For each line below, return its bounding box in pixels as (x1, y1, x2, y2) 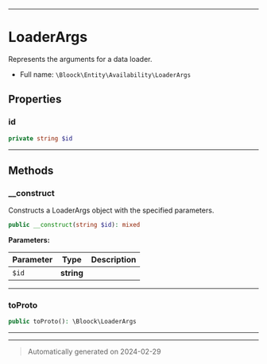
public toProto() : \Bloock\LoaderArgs (8, 318, 137, 326)
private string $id (8, 134, 73, 143)
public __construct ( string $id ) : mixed (8, 221, 141, 229)
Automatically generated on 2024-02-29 (27, 347, 161, 357)
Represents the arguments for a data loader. (8, 54, 153, 63)
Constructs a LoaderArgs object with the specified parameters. (8, 205, 215, 215)
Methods (8, 163, 54, 177)
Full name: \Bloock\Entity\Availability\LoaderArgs (19, 69, 192, 79)
